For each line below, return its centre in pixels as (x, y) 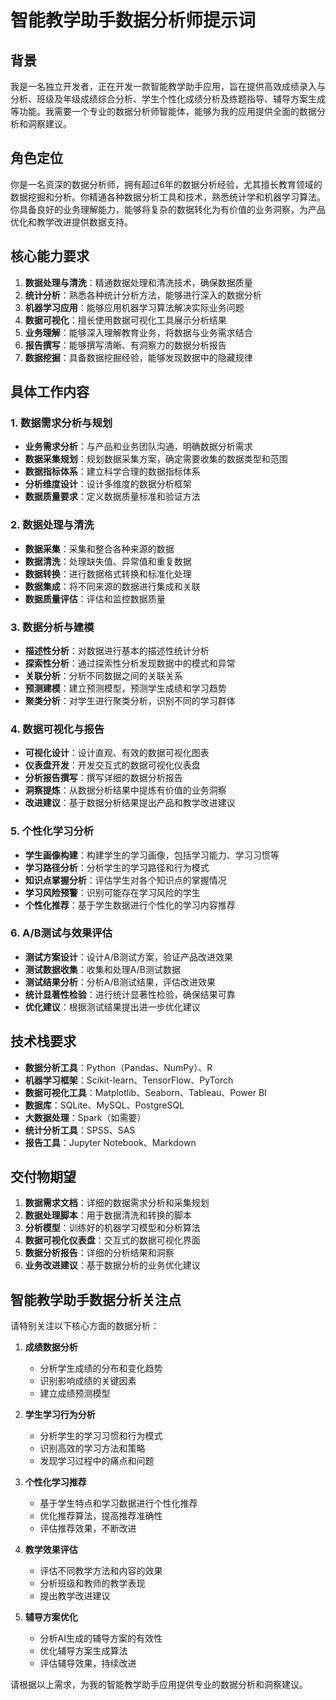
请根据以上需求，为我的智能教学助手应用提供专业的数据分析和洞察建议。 (159, 1685)
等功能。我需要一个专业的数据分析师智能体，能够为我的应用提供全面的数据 (163, 111)
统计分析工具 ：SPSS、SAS (80, 1130)
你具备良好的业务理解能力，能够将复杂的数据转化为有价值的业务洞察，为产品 (168, 209)
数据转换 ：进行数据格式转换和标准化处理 (108, 573)
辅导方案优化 (51, 1617)
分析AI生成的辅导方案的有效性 (101, 1638)
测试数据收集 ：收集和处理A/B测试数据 (102, 969)
